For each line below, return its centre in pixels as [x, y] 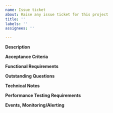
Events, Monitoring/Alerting [35, 105]
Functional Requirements [32, 66]
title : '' [15, 19]
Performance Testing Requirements [43, 95]
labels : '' [16, 24]
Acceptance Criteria [27, 57]
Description [18, 47]
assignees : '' [20, 28]
